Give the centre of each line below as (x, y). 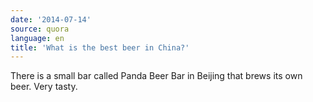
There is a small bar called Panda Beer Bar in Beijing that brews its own (156, 76)
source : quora (40, 29)
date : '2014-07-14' (51, 19)
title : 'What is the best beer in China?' (100, 47)
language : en (37, 38)
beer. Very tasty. (44, 87)
